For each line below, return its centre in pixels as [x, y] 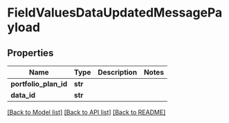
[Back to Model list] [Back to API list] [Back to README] [86, 112]
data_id [23, 95]
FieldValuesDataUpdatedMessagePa [115, 13]
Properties [30, 53]
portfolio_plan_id [39, 84]
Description [117, 72]
